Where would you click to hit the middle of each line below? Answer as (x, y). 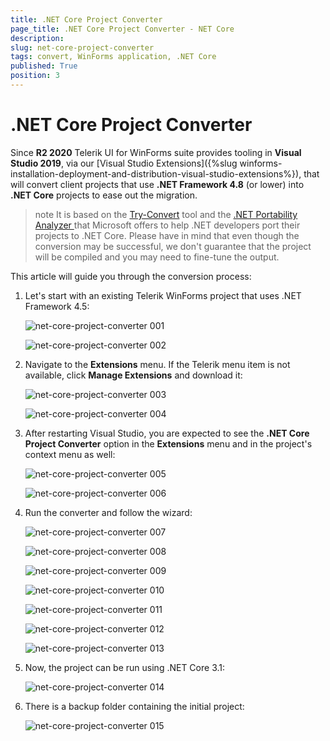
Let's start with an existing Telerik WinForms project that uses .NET (163, 295)
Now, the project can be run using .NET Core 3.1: (125, 667)
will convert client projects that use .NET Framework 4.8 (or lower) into (157, 184)
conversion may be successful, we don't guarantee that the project (173, 246)
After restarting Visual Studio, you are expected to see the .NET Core (167, 433)
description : (37, 38)
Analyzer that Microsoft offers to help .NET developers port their (167, 225)
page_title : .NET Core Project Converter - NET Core (122, 29)
